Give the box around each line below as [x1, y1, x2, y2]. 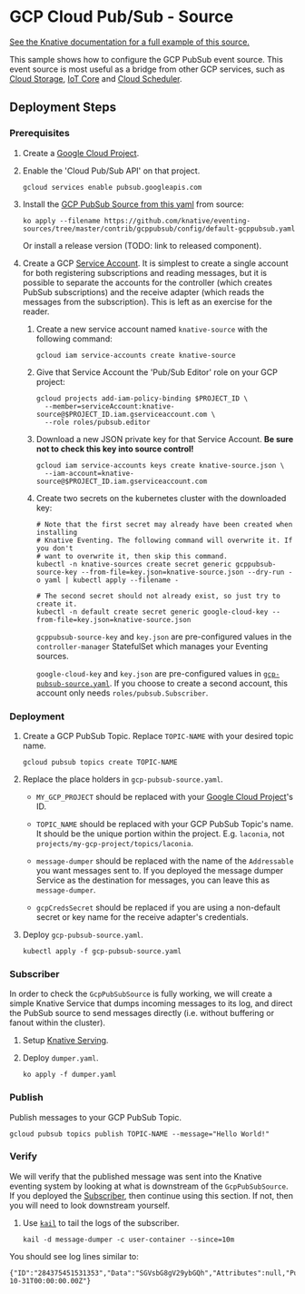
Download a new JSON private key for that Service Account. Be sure [35, 433, 293, 444]
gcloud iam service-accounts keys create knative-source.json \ [35, 460, 285, 469]
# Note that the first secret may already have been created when [35, 519, 293, 528]
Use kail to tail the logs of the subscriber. [22, 1217, 180, 1228]
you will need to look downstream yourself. [9, 1200, 171, 1210]
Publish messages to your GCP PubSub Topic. [9, 1111, 182, 1122]
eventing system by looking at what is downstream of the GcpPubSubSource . [9, 1180, 289, 1191]
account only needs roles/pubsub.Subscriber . [35, 687, 209, 698]
